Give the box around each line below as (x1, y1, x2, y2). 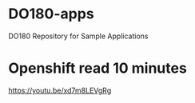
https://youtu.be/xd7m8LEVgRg (8, 85, 112, 95)
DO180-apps (8, 5, 94, 23)
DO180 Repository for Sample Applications (8, 31, 149, 41)
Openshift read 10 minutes (8, 59, 188, 77)
